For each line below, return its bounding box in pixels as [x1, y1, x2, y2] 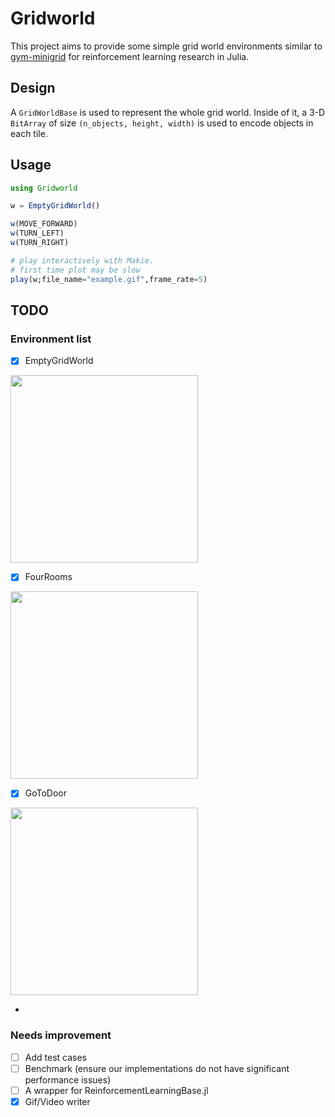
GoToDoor [24, 787, 68, 799]
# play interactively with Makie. [10, 255, 155, 266]
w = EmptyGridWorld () [10, 201, 101, 211]
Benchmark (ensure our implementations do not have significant [24, 1062, 290, 1074]
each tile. [10, 127, 48, 139]
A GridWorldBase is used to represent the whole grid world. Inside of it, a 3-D [10, 106, 326, 118]
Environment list [10, 332, 92, 346]
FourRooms [24, 571, 73, 583]
